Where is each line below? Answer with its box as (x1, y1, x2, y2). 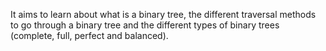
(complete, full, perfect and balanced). (10, 30, 169, 41)
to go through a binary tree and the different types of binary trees (10, 19, 280, 31)
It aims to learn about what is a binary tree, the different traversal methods (10, 9, 317, 20)
